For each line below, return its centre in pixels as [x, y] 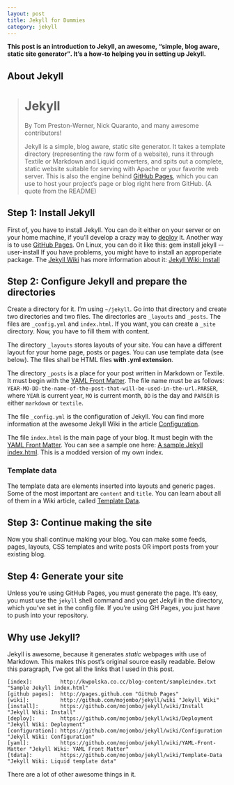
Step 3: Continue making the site [80, 523]
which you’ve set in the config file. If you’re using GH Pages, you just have [114, 608]
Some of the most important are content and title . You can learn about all [114, 493]
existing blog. [27, 554]
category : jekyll [32, 27]
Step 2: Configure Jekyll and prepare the [97, 281]
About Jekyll [36, 76]
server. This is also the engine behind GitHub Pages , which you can [121, 176]
